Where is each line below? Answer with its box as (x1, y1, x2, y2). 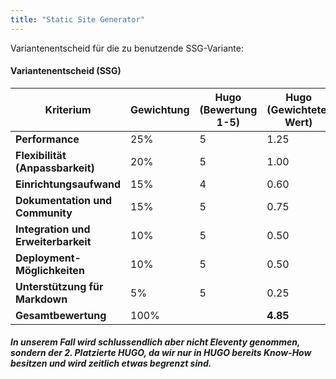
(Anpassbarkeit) (15, 161, 95, 175)
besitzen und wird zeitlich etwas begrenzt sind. (10, 357, 212, 370)
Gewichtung (130, 102, 190, 116)
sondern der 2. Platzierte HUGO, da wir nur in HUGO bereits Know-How (10, 347, 312, 359)
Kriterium (44, 102, 92, 116)
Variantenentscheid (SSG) (10, 65, 122, 77)
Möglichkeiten (15, 263, 85, 277)
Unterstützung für (15, 279, 104, 293)
